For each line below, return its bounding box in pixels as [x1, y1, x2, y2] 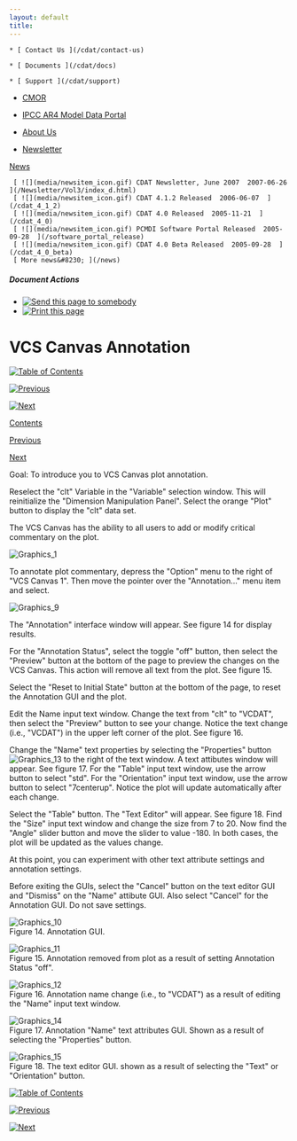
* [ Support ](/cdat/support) [9, 76, 121, 85]
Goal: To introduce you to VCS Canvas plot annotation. [9, 469, 208, 480]
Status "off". [9, 963, 54, 973]
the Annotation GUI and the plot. [9, 692, 127, 702]
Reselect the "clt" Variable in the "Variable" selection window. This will [9, 487, 266, 497]
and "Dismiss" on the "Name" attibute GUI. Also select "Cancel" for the [9, 890, 269, 901]
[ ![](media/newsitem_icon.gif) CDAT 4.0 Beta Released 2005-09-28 [12, 240, 272, 249]
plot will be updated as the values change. [9, 837, 164, 848]
